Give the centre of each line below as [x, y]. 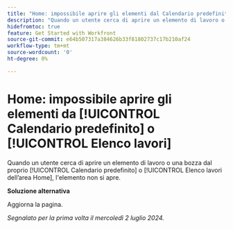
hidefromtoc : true [34, 26]
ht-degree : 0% [28, 59]
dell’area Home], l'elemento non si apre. [64, 177]
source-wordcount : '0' [40, 53]
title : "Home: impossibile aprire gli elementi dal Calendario [101, 14]
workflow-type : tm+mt [38, 46]
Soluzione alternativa [39, 191]
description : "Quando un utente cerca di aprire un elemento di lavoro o [116, 20]
